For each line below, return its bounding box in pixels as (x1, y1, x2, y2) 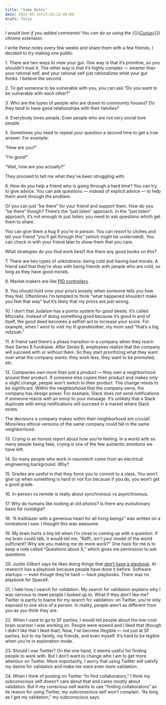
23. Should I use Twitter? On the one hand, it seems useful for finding (5, 648, 147, 654)
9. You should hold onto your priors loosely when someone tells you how (5, 288, 154, 294)
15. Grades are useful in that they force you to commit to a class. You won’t (5, 471, 158, 477)
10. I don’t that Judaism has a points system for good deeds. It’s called (5, 308, 149, 314)
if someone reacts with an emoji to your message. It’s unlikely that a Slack (5, 396, 156, 402)
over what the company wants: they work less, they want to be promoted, (5, 355, 156, 361)
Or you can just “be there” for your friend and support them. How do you (5, 203, 154, 209)
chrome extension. (5, 35, 43, 41)
